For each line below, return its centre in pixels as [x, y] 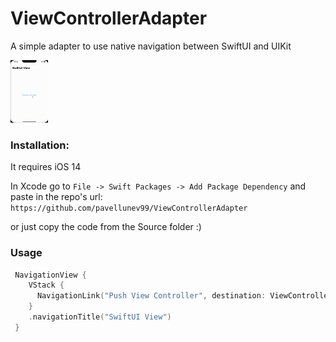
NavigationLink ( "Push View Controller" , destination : [151, 296]
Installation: [40, 145]
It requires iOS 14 [46, 167]
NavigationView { [50, 275]
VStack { [46, 285]
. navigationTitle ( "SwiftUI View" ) [100, 317]
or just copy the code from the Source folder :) [106, 227]
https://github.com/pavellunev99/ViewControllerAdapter [129, 208]
